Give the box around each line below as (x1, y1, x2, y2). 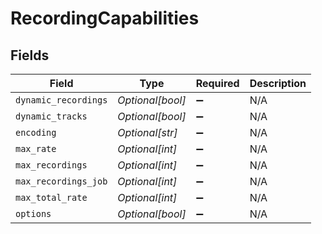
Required (195, 77, 240, 90)
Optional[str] (117, 126, 178, 139)
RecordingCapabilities (10, 7, 200, 30)
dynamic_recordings (15, 95, 108, 106)
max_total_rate (15, 192, 88, 203)
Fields (10, 47, 50, 64)
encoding (15, 127, 57, 138)
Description (249, 77, 307, 90)
